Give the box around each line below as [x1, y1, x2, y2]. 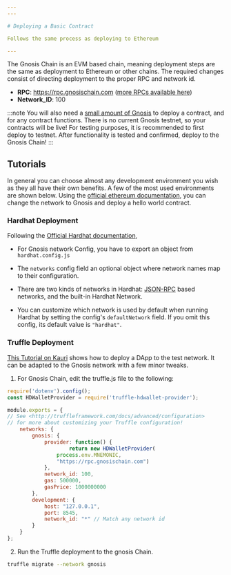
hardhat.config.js [17, 252, 70, 259]
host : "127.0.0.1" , [43, 502, 100, 510]
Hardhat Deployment [7, 216, 79, 225]
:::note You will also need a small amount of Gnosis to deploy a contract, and [7, 109, 225, 117]
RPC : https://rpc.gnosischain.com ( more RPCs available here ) [17, 88, 192, 97]
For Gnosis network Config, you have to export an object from [17, 245, 194, 253]
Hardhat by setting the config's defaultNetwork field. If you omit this [17, 313, 210, 321]
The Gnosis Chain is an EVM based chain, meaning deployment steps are [7, 60, 216, 68]
